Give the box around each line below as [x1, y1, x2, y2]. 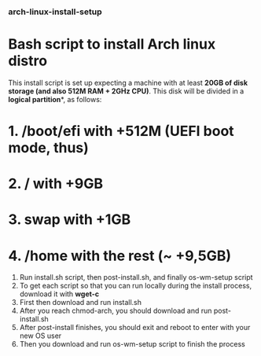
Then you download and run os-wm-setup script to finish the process [19, 339, 245, 349]
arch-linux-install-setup [8, 6, 102, 17]
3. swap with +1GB [8, 211, 131, 229]
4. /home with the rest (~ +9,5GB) [8, 247, 232, 265]
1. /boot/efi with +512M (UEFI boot [8, 123, 234, 140]
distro [8, 52, 48, 70]
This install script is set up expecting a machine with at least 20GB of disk [8, 78, 248, 87]
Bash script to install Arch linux [8, 35, 216, 53]
